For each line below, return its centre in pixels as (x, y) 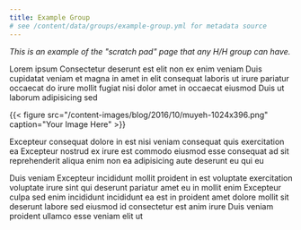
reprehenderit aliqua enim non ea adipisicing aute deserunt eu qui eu (137, 160)
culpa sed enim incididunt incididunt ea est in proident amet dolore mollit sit (149, 197)
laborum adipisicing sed (53, 97)
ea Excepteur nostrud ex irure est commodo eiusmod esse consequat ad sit (149, 151)
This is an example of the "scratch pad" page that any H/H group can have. (150, 51)
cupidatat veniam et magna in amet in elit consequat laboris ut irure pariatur (150, 78)
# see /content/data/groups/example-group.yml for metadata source (138, 26)
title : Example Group (50, 17)
